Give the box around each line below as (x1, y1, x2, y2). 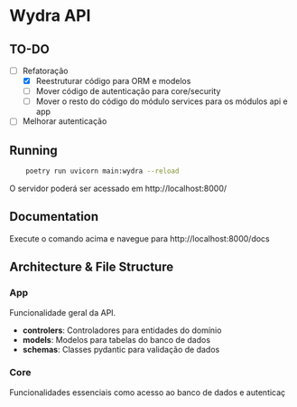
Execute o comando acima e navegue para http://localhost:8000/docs (9, 232, 270, 244)
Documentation (9, 209, 99, 224)
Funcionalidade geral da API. (9, 307, 116, 317)
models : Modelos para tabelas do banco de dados (22, 334, 210, 345)
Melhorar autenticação (22, 116, 107, 127)
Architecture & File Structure (9, 260, 174, 275)
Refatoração (22, 65, 69, 76)
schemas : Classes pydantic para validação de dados (22, 344, 220, 355)
